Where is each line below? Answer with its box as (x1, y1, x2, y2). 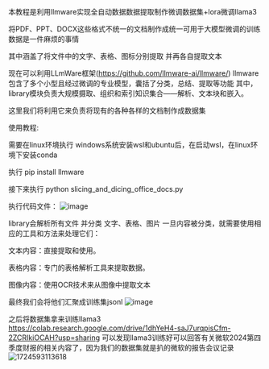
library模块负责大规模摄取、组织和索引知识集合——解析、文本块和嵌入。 (8, 89, 248, 98)
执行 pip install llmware (8, 168, 85, 176)
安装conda (22, 150, 58, 160)
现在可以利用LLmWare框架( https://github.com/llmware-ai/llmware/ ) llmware (8, 68, 259, 78)
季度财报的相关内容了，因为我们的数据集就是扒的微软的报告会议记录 (8, 343, 234, 352)
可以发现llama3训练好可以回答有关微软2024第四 (101, 333, 262, 342)
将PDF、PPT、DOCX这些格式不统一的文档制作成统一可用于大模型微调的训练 (8, 24, 261, 34)
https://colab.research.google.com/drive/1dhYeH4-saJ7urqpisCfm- (8, 323, 231, 333)
